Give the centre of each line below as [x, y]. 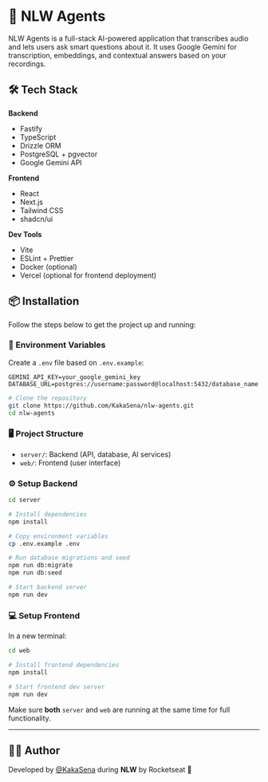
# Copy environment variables [59, 536]
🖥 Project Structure [46, 434]
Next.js [32, 202]
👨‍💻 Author [34, 750]
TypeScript [38, 137]
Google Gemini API [51, 162]
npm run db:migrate [41, 566]
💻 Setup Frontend [44, 615]
